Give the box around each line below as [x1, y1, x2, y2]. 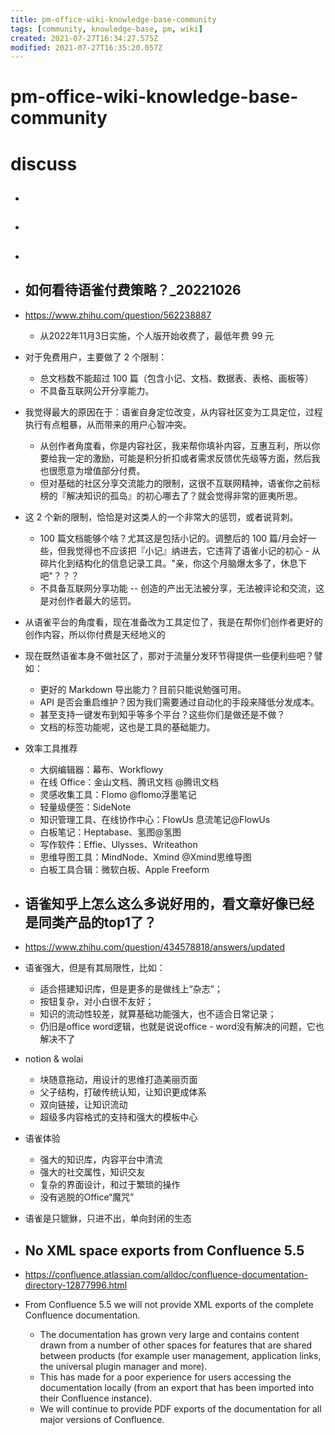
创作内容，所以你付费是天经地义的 [24, 628, 166, 640]
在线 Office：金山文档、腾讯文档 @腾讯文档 [39, 776, 220, 788]
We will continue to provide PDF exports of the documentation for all [39, 1403, 322, 1415]
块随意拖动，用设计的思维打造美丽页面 [39, 1074, 198, 1086]
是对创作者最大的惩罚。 [39, 594, 137, 606]
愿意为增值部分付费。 [57, 464, 146, 476]
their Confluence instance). [39, 1392, 153, 1405]
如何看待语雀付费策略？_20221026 [24, 282, 242, 299]
